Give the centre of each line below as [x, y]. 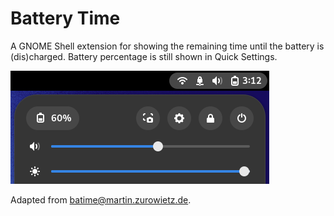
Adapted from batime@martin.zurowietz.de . [101, 199]
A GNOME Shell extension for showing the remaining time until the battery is [167, 46]
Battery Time [65, 18]
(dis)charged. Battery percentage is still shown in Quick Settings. [144, 56]
